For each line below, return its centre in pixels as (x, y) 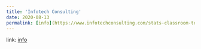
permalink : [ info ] (29, 23)
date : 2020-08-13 (28, 17)
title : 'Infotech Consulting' (44, 12)
